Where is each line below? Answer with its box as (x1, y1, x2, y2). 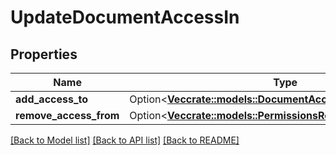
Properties (10, 46, 78, 63)
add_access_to (15, 92, 89, 106)
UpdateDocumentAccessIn (10, 6, 240, 29)
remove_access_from (15, 109, 120, 122)
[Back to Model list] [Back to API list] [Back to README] (10, 134, 240, 146)
